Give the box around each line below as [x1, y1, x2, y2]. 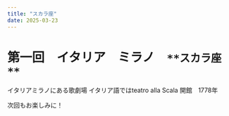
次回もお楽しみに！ [7, 101, 63, 110]
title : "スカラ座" [7, 10, 58, 18]
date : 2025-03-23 [7, 17, 58, 24]
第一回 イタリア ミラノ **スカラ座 [7, 49, 222, 65]
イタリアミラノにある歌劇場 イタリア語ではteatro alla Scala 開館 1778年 [7, 86, 218, 95]
